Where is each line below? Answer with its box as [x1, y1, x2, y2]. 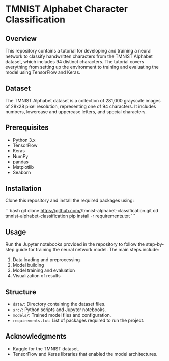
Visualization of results [12, 273, 61, 279]
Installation [5, 184, 42, 193]
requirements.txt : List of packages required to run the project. [12, 317, 145, 324]
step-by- [146, 241, 164, 247]
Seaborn [12, 169, 31, 175]
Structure [5, 288, 37, 296]
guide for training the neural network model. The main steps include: [15, 247, 159, 253]
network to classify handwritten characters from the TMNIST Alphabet [5, 53, 153, 59]
